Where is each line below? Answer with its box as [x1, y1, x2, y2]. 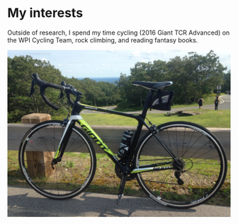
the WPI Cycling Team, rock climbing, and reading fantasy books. [7, 35, 198, 44]
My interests [7, 5, 84, 21]
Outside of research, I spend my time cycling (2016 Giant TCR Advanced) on [7, 28, 230, 37]
